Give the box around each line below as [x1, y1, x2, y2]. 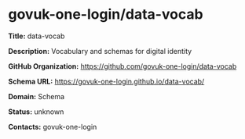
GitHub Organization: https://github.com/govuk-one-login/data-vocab [8, 61, 237, 71]
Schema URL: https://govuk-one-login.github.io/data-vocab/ [8, 77, 205, 86]
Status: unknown [8, 107, 64, 116]
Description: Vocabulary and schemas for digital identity [8, 46, 192, 55]
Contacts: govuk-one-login [8, 122, 97, 131]
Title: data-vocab [8, 31, 65, 41]
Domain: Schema [8, 91, 65, 101]
